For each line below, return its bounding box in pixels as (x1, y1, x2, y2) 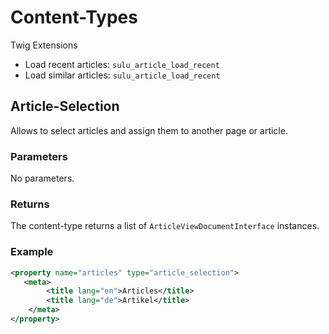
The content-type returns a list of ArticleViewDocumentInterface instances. (10, 220, 320, 232)
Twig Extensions (10, 39, 78, 51)
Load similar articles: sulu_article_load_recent (24, 69, 221, 81)
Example (10, 245, 54, 259)
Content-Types (10, 6, 138, 29)
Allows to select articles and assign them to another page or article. (10, 124, 288, 136)
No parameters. (10, 172, 75, 185)
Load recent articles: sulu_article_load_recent (24, 58, 220, 70)
